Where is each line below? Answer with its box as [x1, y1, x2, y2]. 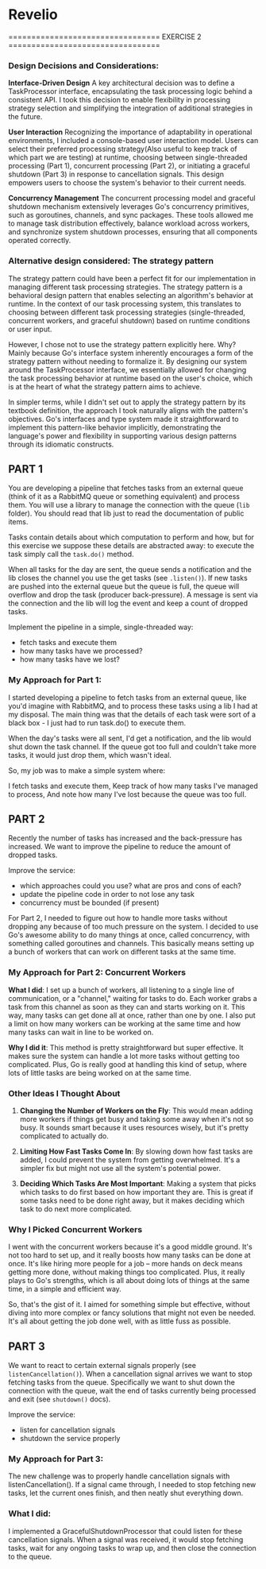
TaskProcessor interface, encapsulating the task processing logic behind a [8, 87, 253, 96]
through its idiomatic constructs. [8, 439, 114, 449]
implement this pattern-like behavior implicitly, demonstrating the [8, 423, 222, 432]
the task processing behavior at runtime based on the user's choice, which [8, 373, 253, 383]
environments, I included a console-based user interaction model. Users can [8, 136, 259, 145]
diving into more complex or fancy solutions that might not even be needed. [8, 1308, 256, 1318]
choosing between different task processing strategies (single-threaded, [8, 307, 246, 317]
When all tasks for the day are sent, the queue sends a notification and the [8, 565, 252, 574]
